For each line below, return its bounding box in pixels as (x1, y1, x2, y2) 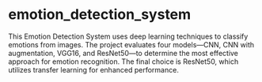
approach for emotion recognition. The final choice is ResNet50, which (8, 57, 239, 66)
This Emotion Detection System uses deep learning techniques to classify (8, 32, 249, 41)
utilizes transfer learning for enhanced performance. (8, 65, 180, 74)
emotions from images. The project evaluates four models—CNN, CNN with (8, 39, 255, 49)
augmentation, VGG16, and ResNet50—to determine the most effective (8, 48, 239, 58)
